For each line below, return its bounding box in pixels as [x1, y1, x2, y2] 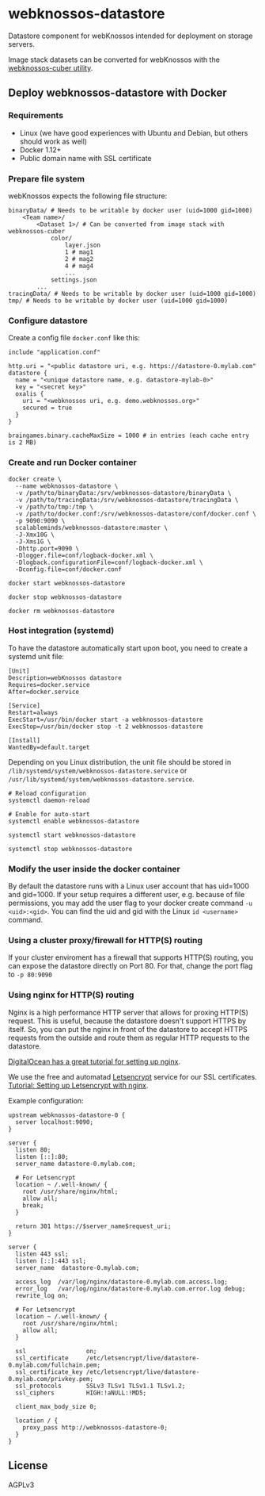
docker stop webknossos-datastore [8, 593, 123, 601]
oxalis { [15, 390, 44, 398]
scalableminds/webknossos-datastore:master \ [15, 524, 168, 531]
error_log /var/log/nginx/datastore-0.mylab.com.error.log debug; [15, 1284, 246, 1293]
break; [22, 1201, 44, 1210]
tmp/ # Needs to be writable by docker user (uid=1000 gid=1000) [8, 297, 228, 305]
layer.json [64, 241, 101, 249]
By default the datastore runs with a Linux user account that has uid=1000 [8, 881, 249, 891]
